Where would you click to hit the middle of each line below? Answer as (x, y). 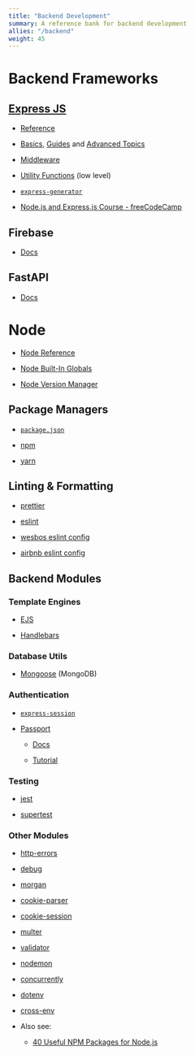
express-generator (51, 192)
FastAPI (28, 278)
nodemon (36, 963)
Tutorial (45, 760)
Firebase (31, 232)
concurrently (41, 979)
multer (31, 932)
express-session (48, 713)
